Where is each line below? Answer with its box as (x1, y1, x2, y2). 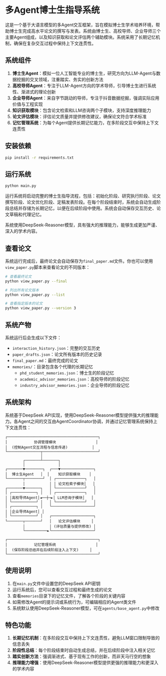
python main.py (5, 183, 37, 188)
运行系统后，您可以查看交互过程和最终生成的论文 (12, 587, 112, 592)
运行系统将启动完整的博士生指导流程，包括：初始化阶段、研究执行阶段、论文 (5, 193, 161, 199)
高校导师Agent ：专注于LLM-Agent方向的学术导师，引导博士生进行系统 (12, 83, 157, 88)
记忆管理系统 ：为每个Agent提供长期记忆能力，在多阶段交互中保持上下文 (12, 120, 159, 126)
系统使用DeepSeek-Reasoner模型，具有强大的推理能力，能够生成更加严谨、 (5, 222, 160, 228)
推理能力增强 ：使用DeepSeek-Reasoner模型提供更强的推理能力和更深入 (12, 660, 159, 666)
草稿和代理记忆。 (9, 211, 44, 217)
